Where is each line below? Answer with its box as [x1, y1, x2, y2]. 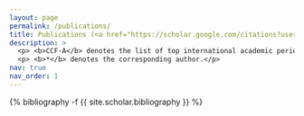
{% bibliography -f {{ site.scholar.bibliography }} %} [9, 96, 204, 107]
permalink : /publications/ [9, 22, 111, 31]
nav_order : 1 [9, 72, 59, 81]
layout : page [9, 13, 59, 22]
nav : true [9, 64, 47, 73]
